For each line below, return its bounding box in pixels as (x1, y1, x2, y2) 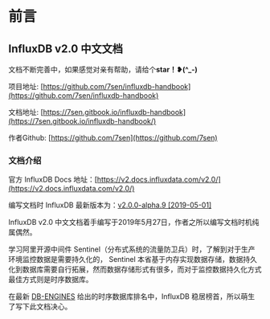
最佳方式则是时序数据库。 (8, 275, 93, 284)
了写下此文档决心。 (8, 302, 72, 312)
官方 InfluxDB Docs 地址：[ (8, 174, 98, 185)
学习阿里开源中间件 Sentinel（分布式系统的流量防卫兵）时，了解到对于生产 (8, 244, 256, 254)
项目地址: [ (8, 82, 44, 91)
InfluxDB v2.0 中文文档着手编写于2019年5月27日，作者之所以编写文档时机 (8, 218, 253, 227)
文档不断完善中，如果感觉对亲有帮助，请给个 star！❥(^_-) (8, 65, 198, 74)
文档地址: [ (8, 108, 44, 117)
